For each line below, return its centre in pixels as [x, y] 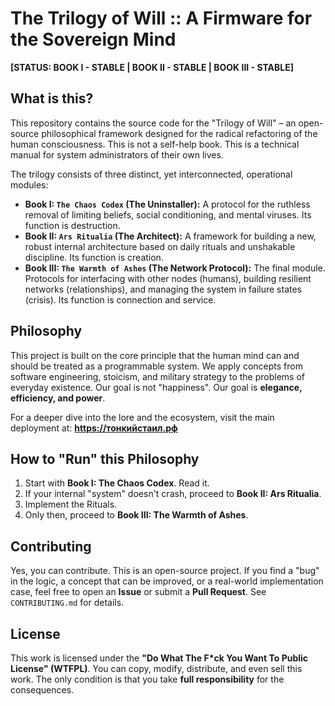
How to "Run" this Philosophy [105, 458]
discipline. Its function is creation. [94, 257]
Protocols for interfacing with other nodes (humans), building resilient [168, 278]
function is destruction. [72, 225]
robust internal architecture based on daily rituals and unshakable [160, 246]
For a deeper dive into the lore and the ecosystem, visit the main [142, 417]
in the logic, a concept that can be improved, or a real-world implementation [167, 581]
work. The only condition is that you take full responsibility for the [147, 679]
